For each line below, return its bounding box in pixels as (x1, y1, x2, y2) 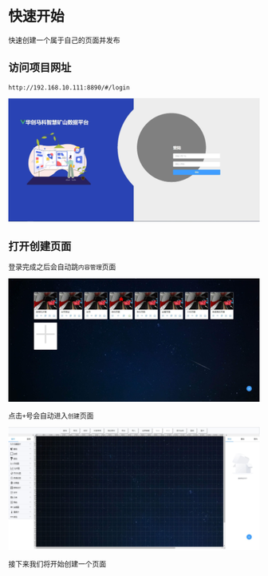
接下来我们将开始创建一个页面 (8, 559, 106, 569)
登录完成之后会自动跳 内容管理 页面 (8, 262, 116, 272)
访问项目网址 (8, 61, 72, 74)
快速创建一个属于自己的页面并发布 (8, 35, 120, 45)
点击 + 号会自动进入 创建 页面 (8, 411, 94, 420)
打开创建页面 (8, 239, 72, 252)
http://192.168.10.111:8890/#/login (8, 83, 130, 92)
